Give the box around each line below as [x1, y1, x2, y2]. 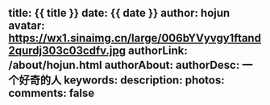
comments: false [8, 87, 95, 100]
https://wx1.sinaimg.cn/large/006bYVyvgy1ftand [8, 31, 262, 45]
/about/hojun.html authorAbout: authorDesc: [8, 59, 240, 72]
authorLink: [127, 44, 188, 58]
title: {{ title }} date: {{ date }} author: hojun [8, 6, 231, 20]
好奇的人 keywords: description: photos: [19, 74, 226, 87]
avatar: [8, 19, 45, 33]
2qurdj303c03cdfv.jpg [8, 44, 127, 58]
